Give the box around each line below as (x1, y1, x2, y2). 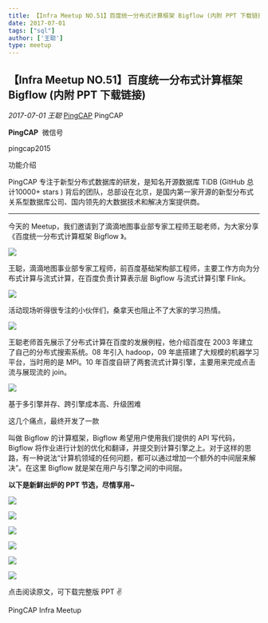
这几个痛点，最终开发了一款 (8, 416, 100, 426)
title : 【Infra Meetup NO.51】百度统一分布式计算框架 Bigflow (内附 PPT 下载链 (8, 11, 258, 20)
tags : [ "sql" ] (8, 26, 56, 34)
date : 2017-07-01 (8, 19, 66, 27)
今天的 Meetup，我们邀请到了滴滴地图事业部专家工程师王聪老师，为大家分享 (8, 221, 259, 231)
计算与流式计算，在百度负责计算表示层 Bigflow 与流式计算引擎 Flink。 (22, 273, 250, 283)
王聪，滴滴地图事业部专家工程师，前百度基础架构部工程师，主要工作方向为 (8, 263, 253, 272)
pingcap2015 (8, 143, 51, 153)
